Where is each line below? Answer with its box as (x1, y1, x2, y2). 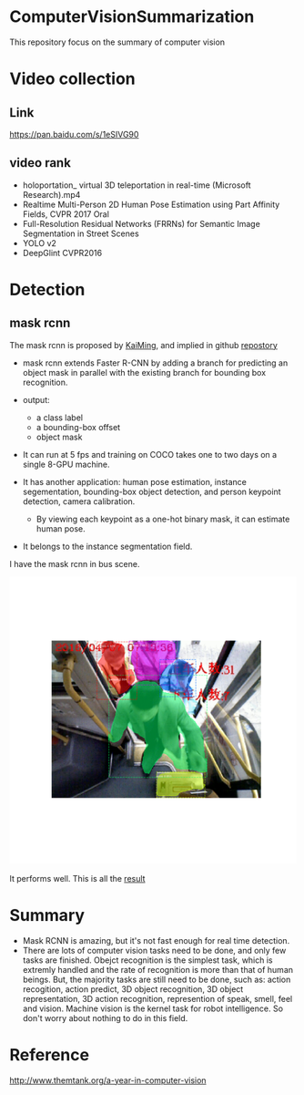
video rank (9, 155, 71, 170)
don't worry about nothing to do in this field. (22, 1012, 188, 1023)
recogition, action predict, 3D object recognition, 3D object (22, 983, 244, 995)
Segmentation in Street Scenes (22, 228, 139, 239)
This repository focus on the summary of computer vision (9, 36, 226, 47)
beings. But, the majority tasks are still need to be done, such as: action (22, 974, 291, 985)
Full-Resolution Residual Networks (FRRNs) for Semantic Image (22, 218, 261, 229)
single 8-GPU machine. (22, 459, 111, 470)
